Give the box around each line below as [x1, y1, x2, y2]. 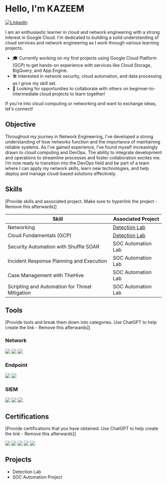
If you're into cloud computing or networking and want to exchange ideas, [5, 100, 157, 106]
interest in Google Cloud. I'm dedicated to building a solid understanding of [5, 34, 159, 40]
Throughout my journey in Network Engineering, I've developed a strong [5, 133, 154, 140]
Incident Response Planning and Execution [7, 257, 107, 264]
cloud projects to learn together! [39, 91, 106, 97]
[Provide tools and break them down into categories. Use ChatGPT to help [5, 320, 157, 325]
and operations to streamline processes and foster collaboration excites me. [5, 155, 161, 161]
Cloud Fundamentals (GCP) [7, 232, 72, 239]
